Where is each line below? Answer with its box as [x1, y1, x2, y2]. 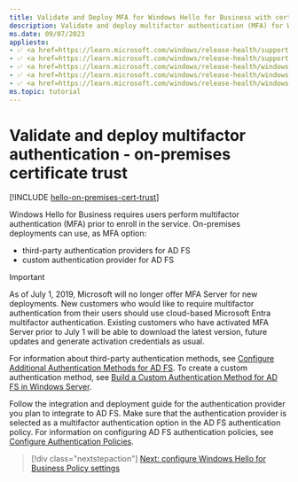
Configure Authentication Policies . [9, 436, 135, 447]
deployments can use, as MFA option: [9, 228, 147, 239]
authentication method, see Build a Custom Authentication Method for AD [9, 372, 278, 383]
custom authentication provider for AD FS [21, 254, 175, 266]
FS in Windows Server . [9, 382, 92, 393]
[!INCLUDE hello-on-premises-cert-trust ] [9, 192, 160, 203]
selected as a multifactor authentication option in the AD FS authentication [9, 417, 281, 428]
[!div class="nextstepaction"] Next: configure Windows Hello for [30, 454, 266, 464]
